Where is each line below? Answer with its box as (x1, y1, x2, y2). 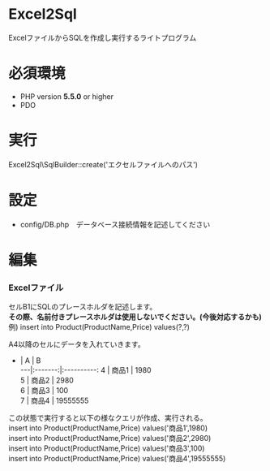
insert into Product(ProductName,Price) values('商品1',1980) (8, 423, 208, 433)
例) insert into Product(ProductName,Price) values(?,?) (8, 322, 191, 332)
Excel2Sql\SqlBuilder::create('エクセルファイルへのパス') (8, 159, 199, 169)
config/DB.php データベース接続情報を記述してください (19, 219, 211, 229)
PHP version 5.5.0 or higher (19, 91, 114, 102)
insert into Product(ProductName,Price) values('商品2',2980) (8, 434, 212, 443)
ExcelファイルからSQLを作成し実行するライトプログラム (8, 32, 197, 42)
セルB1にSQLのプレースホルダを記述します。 (8, 302, 157, 312)
